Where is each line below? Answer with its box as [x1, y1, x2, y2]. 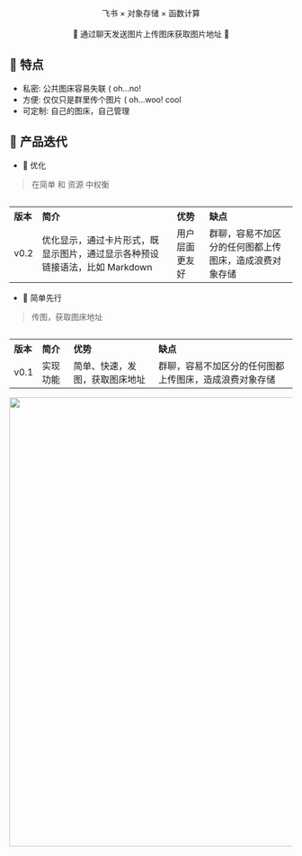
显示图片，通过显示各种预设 [41, 247, 160, 260]
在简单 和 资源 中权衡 [31, 179, 110, 190]
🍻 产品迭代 [9, 134, 67, 150]
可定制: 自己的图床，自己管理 [22, 105, 130, 116]
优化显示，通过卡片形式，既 [41, 234, 160, 246]
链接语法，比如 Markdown [41, 260, 153, 273]
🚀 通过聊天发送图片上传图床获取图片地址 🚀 [72, 29, 230, 39]
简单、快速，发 [73, 359, 137, 372]
